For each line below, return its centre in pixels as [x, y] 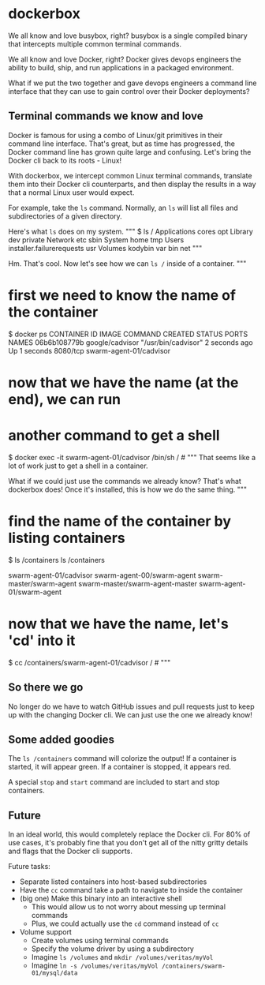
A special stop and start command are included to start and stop [114, 782]
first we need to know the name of [122, 295]
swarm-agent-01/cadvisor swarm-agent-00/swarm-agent [102, 575]
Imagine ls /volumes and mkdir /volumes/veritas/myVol [122, 957]
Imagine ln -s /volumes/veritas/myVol [95, 966]
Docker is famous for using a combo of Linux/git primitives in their [116, 135]
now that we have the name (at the [123, 382]
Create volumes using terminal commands [100, 941]
